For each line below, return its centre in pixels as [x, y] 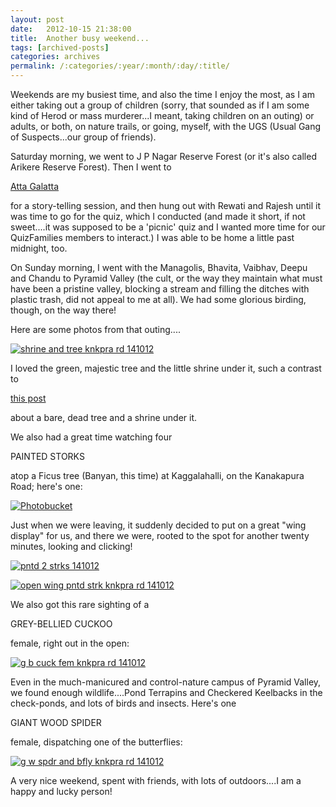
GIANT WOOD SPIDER [56, 722]
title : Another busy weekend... [80, 38]
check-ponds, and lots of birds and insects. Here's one [123, 703]
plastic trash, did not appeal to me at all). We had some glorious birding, [158, 299]
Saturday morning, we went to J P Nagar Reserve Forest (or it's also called [163, 156]
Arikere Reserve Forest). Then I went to [91, 167]
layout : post [37, 19]
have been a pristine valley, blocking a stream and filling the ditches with [160, 289]
